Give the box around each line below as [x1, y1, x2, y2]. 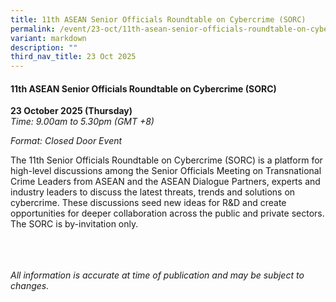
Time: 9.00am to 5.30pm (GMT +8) [10, 116, 155, 128]
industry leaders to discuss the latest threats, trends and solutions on [10, 186, 296, 198]
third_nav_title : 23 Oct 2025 [10, 52, 137, 62]
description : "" [10, 42, 78, 53]
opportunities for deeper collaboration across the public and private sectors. [10, 207, 325, 220]
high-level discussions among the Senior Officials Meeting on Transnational [10, 165, 322, 177]
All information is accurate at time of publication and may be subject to [10, 269, 305, 281]
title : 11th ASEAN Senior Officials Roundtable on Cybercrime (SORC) [10, 14, 307, 25]
